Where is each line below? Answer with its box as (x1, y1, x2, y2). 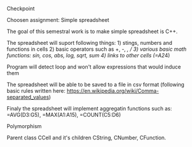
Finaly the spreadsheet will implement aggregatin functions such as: (6, 105, 173, 112)
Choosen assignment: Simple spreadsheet (6, 17, 110, 23)
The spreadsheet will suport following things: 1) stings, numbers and (6, 40, 173, 46)
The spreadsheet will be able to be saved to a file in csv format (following (6, 81, 185, 88)
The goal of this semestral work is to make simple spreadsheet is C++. (6, 28, 178, 35)
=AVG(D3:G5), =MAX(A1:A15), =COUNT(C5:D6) (6, 112, 121, 118)
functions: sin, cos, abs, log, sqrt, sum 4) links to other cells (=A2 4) (6, 52, 170, 58)
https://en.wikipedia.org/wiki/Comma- (66, 87, 159, 94)
